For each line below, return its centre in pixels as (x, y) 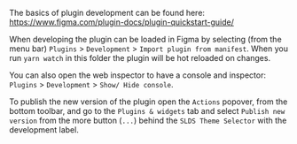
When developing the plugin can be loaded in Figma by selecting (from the (145, 39)
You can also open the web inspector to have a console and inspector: (137, 75)
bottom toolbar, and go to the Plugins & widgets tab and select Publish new (147, 111)
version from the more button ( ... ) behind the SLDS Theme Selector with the (148, 120)
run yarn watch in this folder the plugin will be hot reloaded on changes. (140, 58)
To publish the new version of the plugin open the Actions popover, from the (148, 102)
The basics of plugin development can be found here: (107, 13)
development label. (44, 130)
